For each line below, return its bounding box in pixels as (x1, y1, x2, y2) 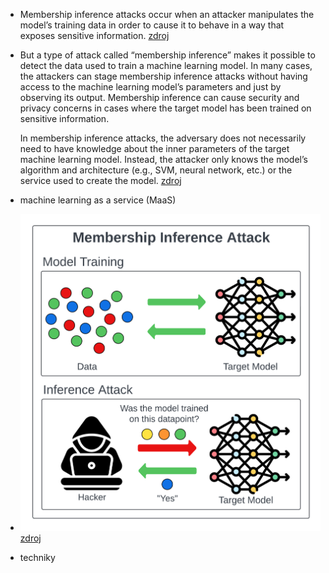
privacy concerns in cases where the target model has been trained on (19, 102, 312, 114)
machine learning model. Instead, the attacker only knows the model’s (19, 154, 308, 165)
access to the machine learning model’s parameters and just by (19, 81, 282, 93)
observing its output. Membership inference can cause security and (19, 92, 300, 103)
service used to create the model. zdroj (19, 175, 182, 186)
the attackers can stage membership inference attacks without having (19, 70, 308, 82)
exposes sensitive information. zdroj (19, 30, 170, 41)
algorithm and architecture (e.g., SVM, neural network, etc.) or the (19, 164, 293, 176)
